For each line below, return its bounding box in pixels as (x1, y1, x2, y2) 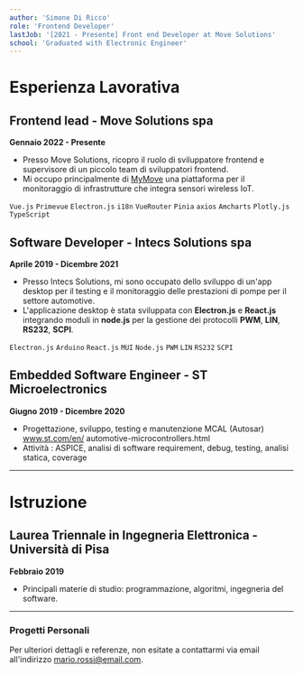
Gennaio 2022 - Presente (9, 137, 106, 148)
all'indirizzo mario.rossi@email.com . (9, 654, 144, 665)
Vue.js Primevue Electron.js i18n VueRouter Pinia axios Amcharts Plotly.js (9, 202, 290, 212)
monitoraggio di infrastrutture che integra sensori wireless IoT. (22, 183, 254, 194)
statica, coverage (22, 452, 87, 463)
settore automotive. (22, 295, 96, 307)
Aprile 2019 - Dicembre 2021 (9, 259, 119, 270)
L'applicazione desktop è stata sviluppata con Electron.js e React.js (22, 305, 277, 316)
